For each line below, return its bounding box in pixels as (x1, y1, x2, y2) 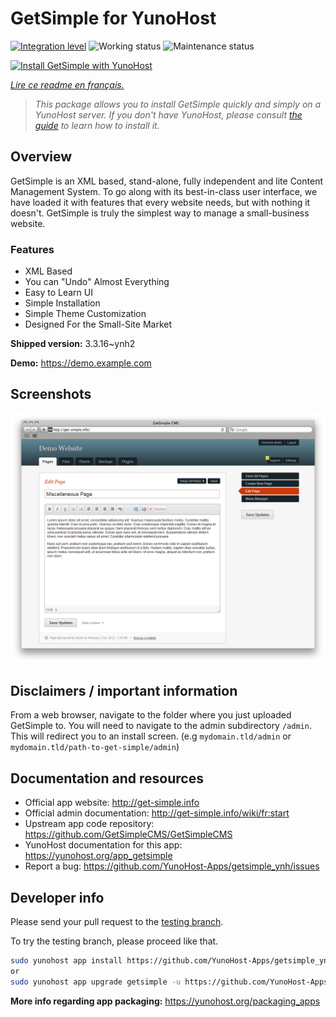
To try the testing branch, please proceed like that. (10, 935, 219, 947)
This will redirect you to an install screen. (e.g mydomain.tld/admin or (10, 730, 292, 742)
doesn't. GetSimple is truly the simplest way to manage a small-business (10, 207, 310, 219)
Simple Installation (24, 297, 101, 309)
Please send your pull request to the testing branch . (10, 915, 224, 927)
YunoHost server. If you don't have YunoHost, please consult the (34, 108, 303, 121)
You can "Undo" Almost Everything (24, 276, 170, 288)
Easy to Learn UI (24, 287, 93, 299)
